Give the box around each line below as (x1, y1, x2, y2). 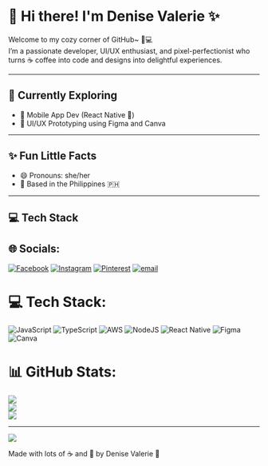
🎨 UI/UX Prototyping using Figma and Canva (19, 118, 166, 128)
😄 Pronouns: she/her (19, 170, 90, 180)
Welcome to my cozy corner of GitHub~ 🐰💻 (8, 34, 153, 44)
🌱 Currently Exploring (8, 89, 118, 102)
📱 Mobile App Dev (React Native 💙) (19, 110, 135, 119)
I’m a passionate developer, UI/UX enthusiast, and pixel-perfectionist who (8, 46, 250, 55)
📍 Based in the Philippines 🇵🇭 (19, 179, 120, 189)
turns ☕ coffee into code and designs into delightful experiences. (8, 55, 223, 65)
